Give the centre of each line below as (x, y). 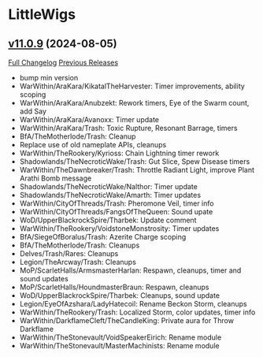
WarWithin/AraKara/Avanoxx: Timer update (89, 119)
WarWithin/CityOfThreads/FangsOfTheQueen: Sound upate (116, 212)
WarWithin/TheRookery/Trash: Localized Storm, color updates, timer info (137, 312)
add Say (33, 111)
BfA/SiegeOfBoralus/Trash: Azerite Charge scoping (103, 237)
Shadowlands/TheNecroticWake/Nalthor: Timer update (109, 186)
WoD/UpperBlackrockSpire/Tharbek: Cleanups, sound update (120, 296)
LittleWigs (42, 15)
